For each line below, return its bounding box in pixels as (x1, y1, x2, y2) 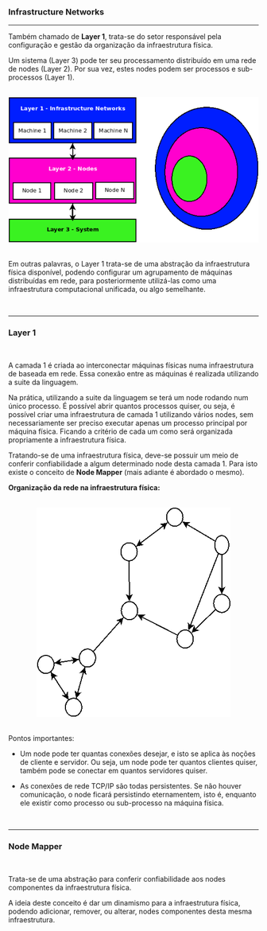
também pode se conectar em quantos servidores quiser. (19, 766, 208, 776)
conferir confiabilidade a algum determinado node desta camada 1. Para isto (8, 459, 258, 469)
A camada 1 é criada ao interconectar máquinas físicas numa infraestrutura (8, 360, 254, 370)
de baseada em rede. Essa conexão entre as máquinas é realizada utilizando (8, 369, 259, 379)
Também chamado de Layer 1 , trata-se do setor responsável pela (8, 32, 222, 41)
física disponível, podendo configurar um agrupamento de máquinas (8, 267, 233, 277)
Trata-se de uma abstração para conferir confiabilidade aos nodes (8, 875, 226, 884)
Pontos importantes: (8, 734, 75, 743)
